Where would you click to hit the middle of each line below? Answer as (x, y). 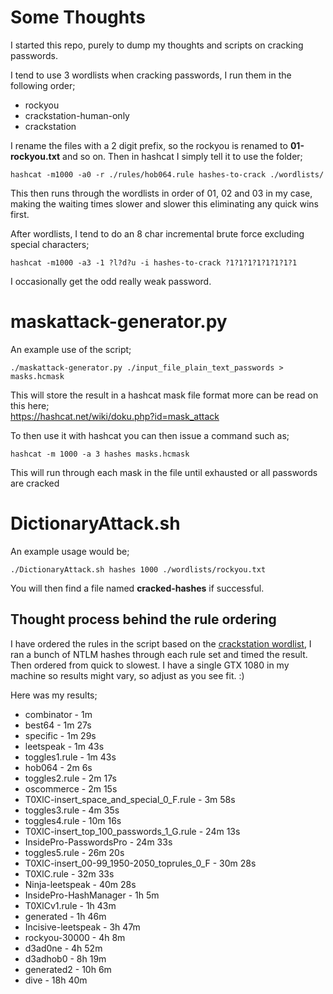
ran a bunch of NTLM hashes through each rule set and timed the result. (159, 654)
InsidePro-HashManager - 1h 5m (92, 895)
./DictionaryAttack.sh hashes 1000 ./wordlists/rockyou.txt (138, 569)
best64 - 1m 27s (58, 725)
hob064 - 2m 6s (58, 767)
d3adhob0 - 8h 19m (65, 958)
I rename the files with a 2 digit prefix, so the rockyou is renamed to (149, 145)
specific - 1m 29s (60, 735)
